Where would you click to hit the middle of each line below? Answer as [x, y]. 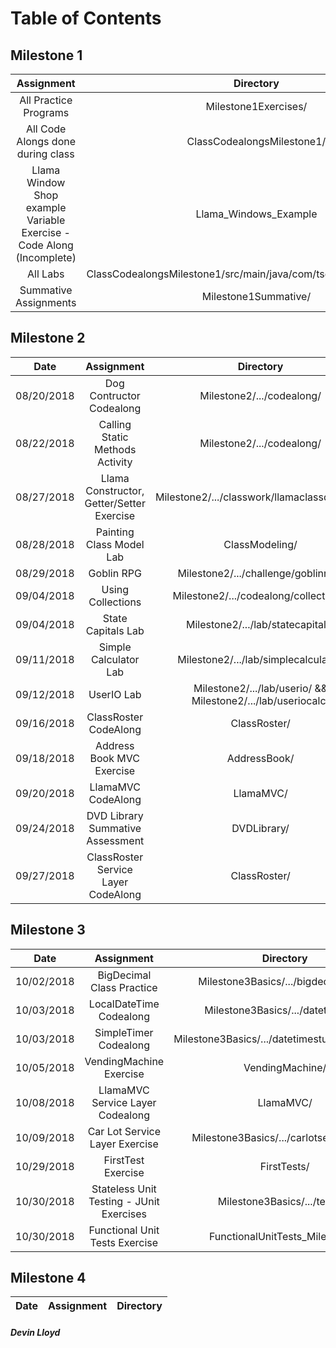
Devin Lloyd [35, 1333]
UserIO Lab [115, 694]
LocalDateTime [124, 1004]
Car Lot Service [124, 1131]
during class [45, 154]
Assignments [46, 302]
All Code [46, 129]
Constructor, [115, 490]
